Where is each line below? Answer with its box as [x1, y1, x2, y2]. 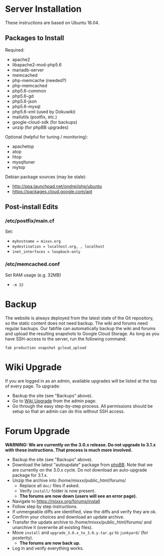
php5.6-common [12, 87, 47, 94]
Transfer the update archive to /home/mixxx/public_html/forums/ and [12, 519, 152, 525]
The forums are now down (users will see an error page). [19, 493, 137, 499]
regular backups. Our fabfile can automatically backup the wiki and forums [5, 325, 156, 331]
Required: [5, 47, 25, 53]
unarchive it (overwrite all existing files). [12, 524, 93, 530]
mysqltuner [12, 159, 35, 165]
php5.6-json [12, 98, 37, 104]
